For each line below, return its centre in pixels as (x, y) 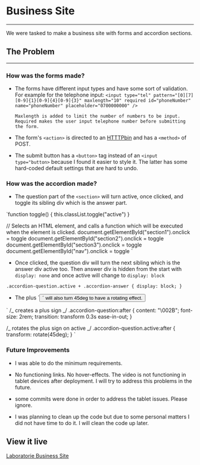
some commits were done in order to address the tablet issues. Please (101, 399)
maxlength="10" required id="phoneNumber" (138, 101)
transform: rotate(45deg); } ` (41, 335)
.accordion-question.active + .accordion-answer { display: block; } (94, 286)
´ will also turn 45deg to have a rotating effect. (93, 298)
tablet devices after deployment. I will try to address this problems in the (103, 381)
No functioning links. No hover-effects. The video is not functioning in (100, 375)
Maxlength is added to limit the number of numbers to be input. (97, 116)
